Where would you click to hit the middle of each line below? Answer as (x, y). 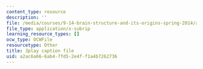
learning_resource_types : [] (43, 34)
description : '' (27, 17)
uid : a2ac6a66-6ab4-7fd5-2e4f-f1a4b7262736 (62, 56)
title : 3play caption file (40, 51)
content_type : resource (36, 12)
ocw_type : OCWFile (29, 40)
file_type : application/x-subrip (48, 28)
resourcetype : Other (32, 46)
